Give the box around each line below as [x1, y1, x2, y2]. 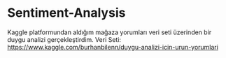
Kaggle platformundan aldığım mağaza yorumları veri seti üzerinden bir [7, 28, 212, 36]
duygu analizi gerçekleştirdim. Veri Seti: [7, 35, 121, 43]
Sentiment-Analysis [7, 5, 126, 21]
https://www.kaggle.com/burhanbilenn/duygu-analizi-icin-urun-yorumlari [7, 43, 219, 51]
